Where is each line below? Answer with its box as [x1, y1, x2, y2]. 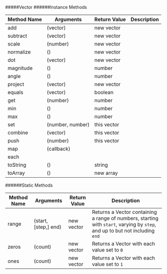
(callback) [47, 145, 71, 152]
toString [7, 161, 26, 168]
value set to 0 [91, 247, 123, 253]
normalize [7, 49, 31, 55]
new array [94, 170, 118, 176]
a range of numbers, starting [91, 215, 159, 221]
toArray [7, 170, 25, 176]
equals [7, 89, 23, 96]
